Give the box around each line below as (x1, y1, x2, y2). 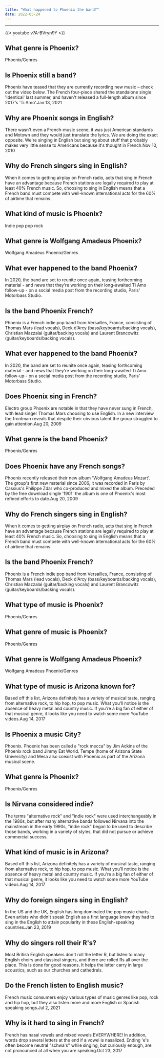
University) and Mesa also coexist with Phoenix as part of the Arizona (5, 753, 145, 759)
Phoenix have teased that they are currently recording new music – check (5, 84, 153, 90)
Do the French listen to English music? (5, 981, 123, 990)
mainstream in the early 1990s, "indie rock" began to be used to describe (5, 823, 152, 829)
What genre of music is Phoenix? (5, 628, 107, 636)
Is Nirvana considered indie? (5, 800, 94, 809)
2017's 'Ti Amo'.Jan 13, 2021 (5, 100, 62, 106)
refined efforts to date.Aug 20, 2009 (5, 496, 78, 502)
